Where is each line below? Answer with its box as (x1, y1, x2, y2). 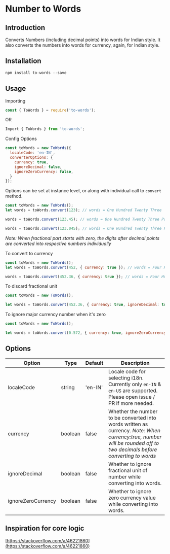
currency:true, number (108, 433, 162, 440)
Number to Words (5, 3, 81, 15)
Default (85, 359, 104, 366)
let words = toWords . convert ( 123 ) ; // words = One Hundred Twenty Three (5, 207, 162, 213)
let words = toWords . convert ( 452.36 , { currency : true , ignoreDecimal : (5, 302, 159, 307)
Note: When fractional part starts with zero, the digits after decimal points (5, 235, 160, 241)
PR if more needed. (108, 399, 154, 406)
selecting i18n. (108, 374, 144, 381)
